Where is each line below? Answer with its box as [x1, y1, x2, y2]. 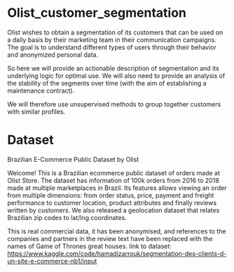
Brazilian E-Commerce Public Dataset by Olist [7, 155, 139, 163]
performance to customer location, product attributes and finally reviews [7, 198, 217, 207]
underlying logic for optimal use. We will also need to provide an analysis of [7, 72, 226, 80]
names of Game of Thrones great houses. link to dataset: [7, 242, 172, 250]
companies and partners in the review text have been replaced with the [7, 234, 213, 243]
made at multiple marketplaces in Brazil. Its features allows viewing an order [7, 184, 227, 192]
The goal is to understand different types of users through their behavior [7, 43, 217, 51]
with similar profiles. [7, 107, 66, 116]
